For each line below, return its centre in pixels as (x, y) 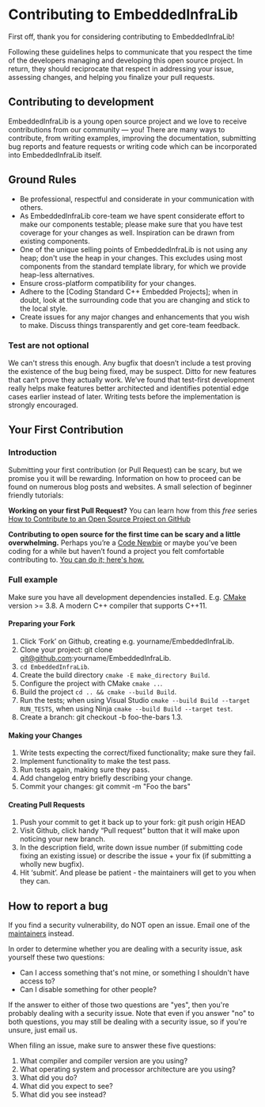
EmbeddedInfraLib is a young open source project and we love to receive (128, 121)
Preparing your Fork (42, 624)
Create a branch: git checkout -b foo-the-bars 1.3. (101, 717)
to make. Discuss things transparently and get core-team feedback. (130, 325)
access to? (37, 981)
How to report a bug (58, 906)
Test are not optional (49, 345)
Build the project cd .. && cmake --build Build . (98, 692)
